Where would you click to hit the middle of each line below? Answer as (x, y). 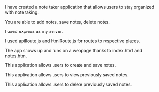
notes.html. (16, 56)
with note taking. (22, 12)
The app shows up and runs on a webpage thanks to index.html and (74, 50)
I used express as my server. (34, 31)
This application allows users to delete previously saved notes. (68, 84)
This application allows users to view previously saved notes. (67, 75)
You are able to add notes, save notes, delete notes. (58, 22)
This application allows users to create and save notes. (61, 65)
